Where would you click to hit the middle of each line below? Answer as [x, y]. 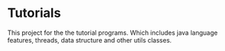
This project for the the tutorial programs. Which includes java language [113, 33]
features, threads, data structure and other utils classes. [90, 40]
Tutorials [34, 13]
